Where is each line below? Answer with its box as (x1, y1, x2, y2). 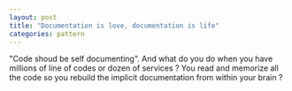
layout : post (9, 12, 58, 22)
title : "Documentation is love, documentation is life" (9, 21, 219, 30)
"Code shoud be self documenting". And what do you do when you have (9, 54, 273, 64)
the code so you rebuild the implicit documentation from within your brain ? (9, 72, 283, 83)
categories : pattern (9, 29, 86, 38)
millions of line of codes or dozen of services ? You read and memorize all (9, 63, 279, 73)
